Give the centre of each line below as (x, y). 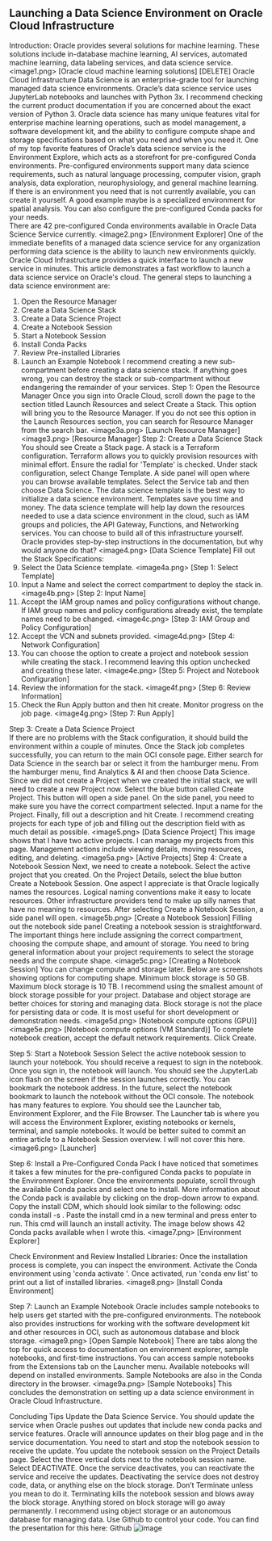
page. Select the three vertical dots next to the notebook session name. (128, 1459)
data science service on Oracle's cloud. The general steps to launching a (131, 277)
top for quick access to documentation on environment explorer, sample (129, 1349)
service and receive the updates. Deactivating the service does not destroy (134, 1476)
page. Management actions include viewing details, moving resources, (127, 849)
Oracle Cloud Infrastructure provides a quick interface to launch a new (126, 260)
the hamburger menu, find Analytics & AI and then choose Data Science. (130, 771)
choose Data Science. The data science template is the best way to (133, 490)
